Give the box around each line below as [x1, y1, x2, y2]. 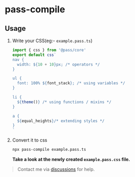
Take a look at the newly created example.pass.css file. [12, 156, 130, 162]
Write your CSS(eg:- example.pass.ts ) [12, 37, 93, 44]
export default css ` [12, 52, 56, 57]
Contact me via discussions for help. [17, 166, 95, 172]
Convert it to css [12, 137, 47, 143]
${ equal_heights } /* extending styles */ [17, 118, 105, 124]
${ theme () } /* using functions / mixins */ [17, 99, 111, 105]
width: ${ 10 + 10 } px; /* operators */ [17, 62, 100, 67]
